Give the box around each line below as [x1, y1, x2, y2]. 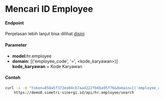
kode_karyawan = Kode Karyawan [12, 63, 82, 69]
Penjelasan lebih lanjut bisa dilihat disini [5, 31, 84, 37]
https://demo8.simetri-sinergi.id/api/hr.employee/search [14, 90, 134, 95]
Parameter [5, 42, 27, 48]
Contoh [5, 75, 20, 80]
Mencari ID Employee [5, 3, 93, 15]
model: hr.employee [12, 53, 52, 59]
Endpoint [5, 20, 24, 25]
